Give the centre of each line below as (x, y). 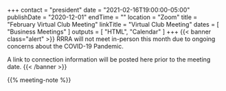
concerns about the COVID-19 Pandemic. (65, 46)
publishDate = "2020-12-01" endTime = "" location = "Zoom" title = (102, 17)
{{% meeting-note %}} (39, 80)
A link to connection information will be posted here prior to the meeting (109, 60)
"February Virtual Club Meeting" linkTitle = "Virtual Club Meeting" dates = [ (113, 24)
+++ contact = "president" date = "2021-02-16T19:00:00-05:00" (99, 10)
